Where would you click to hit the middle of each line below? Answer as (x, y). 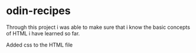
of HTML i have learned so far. (43, 33)
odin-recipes (38, 11)
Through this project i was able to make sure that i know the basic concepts (98, 27)
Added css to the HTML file (39, 45)
